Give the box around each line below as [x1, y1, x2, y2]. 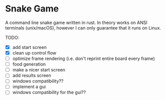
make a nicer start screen [12, 67, 66, 73]
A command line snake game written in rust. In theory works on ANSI [5, 19, 148, 25]
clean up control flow [12, 50, 57, 55]
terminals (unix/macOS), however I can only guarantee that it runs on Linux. [5, 24, 161, 30]
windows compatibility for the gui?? [12, 89, 86, 95]
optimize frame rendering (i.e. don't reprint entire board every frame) [12, 55, 155, 61]
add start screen [12, 44, 47, 50]
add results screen [12, 72, 51, 78]
